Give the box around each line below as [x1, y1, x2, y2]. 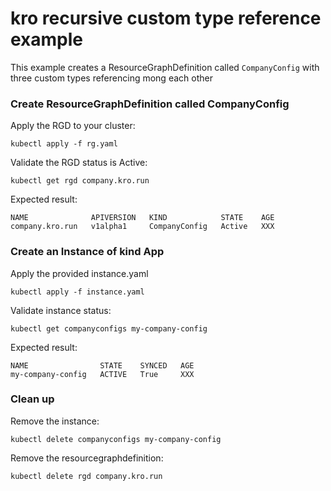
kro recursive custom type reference [10, 7, 322, 30]
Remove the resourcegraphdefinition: [10, 452, 164, 464]
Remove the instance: [10, 415, 100, 427]
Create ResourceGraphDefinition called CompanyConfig [10, 97, 290, 111]
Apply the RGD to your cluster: [10, 120, 136, 132]
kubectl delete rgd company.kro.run [10, 471, 163, 481]
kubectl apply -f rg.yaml [10, 139, 118, 149]
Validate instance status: [10, 304, 112, 316]
